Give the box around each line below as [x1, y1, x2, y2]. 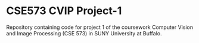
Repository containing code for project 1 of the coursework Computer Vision [6, 24, 194, 31]
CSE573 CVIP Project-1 [6, 4, 122, 18]
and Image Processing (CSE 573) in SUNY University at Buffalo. [6, 29, 162, 37]
